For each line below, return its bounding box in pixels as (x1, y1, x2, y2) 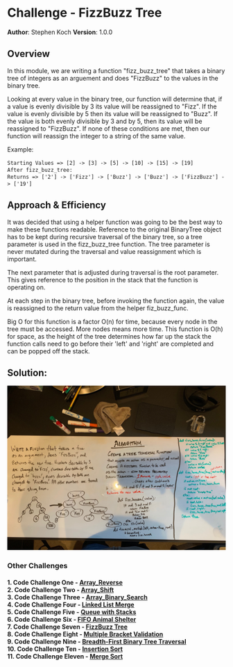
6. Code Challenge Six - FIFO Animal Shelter (7, 615, 137, 623)
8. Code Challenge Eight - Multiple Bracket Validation (7, 629, 164, 638)
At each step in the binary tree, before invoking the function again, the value (7, 296, 225, 305)
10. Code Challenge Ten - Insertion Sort (7, 645, 123, 653)
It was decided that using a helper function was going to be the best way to (7, 218, 223, 226)
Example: (7, 145, 34, 154)
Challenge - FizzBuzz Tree (7, 5, 162, 21)
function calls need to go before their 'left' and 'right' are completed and (7, 339, 214, 348)
